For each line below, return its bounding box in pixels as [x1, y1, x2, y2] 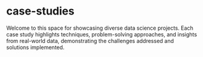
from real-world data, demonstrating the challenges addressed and [6, 37, 175, 44]
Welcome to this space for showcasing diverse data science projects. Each [6, 24, 194, 32]
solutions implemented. [6, 44, 65, 51]
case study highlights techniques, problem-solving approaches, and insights [6, 30, 198, 38]
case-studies [6, 4, 75, 18]
